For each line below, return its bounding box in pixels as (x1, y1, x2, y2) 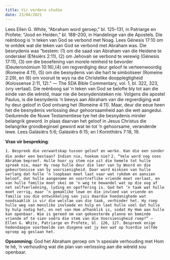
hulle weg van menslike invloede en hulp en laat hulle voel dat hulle (5, 203, 160, 208)
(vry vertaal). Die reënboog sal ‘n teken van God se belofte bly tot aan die (5, 85, 158, 91)
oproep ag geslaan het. (5, 229, 56, 234)
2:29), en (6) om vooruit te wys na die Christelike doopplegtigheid (5, 75, 143, 81)
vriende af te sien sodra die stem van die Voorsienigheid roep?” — (5, 216, 153, 221)
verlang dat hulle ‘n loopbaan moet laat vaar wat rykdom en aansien (5, 171, 156, 177)
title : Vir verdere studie (5, 7, 62, 13)
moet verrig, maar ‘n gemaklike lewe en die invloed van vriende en (5, 189, 153, 194)
